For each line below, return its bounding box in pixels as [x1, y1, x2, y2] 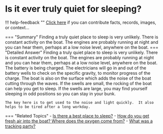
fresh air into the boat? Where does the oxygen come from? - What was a [5, 118, 153, 124]
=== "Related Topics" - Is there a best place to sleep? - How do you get [5, 113, 150, 118]
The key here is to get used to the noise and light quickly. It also [5, 100, 154, 105]
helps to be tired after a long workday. [5, 104, 91, 109]
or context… [5, 24, 30, 30]
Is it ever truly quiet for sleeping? [5, 3, 142, 15]
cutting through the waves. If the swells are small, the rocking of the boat [5, 80, 152, 86]
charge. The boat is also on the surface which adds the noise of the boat [5, 75, 151, 81]
